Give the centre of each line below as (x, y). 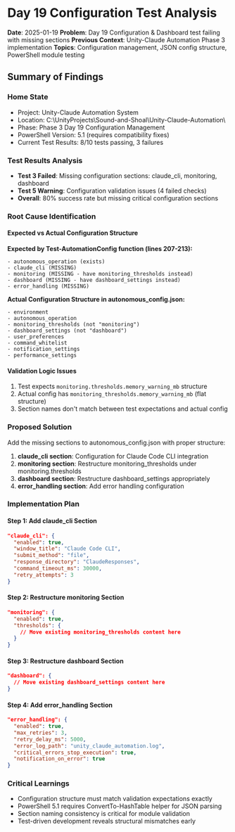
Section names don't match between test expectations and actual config (122, 409)
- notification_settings (44, 350)
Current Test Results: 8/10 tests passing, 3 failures (90, 142)
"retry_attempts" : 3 (44, 575)
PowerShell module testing (46, 55)
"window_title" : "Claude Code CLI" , (67, 549)
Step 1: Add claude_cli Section (52, 521)
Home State (28, 97)
